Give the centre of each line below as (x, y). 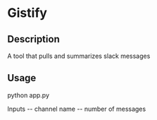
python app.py (29, 95)
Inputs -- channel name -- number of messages (77, 109)
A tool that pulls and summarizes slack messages (79, 56)
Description (33, 39)
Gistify (27, 13)
